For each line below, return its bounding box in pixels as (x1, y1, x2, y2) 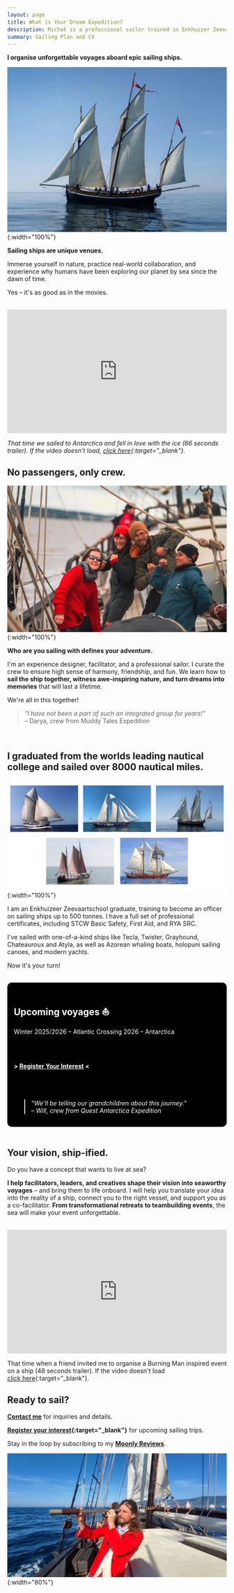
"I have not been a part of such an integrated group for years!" (24, 709, 205, 718)
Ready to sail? (7, 1394, 70, 1406)
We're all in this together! (7, 695, 79, 704)
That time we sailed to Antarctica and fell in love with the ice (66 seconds (7, 439, 219, 447)
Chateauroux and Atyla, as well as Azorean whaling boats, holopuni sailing (7, 940, 221, 949)
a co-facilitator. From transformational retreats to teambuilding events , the (7, 1201, 226, 1209)
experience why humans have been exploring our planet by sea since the (7, 267, 217, 275)
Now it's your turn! (7, 961, 61, 969)
